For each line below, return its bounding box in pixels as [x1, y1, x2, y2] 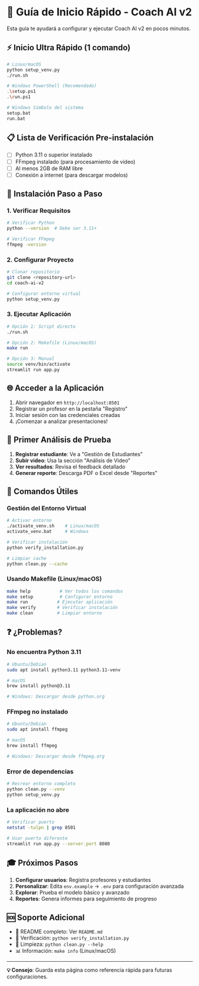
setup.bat [6, 110, 31, 116]
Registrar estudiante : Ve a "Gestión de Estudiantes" [15, 450, 143, 457]
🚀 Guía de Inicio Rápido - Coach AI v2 [6, 5, 193, 19]
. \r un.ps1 [6, 94, 31, 100]
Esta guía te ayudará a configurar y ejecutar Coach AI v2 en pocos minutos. [6, 25, 191, 32]
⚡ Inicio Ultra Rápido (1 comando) [6, 43, 131, 53]
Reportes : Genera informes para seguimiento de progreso [15, 895, 157, 903]
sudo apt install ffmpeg [6, 727, 68, 733]
